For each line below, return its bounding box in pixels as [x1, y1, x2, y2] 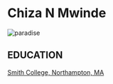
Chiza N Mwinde [7, 5, 107, 21]
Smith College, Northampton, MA [7, 68, 104, 76]
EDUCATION [7, 49, 63, 61]
